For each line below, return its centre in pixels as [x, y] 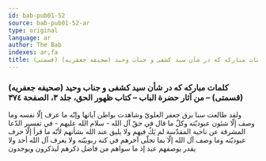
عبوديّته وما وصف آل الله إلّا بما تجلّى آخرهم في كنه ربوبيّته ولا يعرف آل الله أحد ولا [127, 140]
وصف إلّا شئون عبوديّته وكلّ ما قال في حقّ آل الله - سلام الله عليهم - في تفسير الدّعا [131, 123]
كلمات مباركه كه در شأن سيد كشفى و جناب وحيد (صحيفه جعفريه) [119, 87]
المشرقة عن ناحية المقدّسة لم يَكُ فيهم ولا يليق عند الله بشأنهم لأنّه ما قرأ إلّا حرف [127, 132]
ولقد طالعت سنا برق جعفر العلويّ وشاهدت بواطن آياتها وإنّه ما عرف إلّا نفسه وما [125, 115]
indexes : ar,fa [33, 52]
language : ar [30, 38]
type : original [33, 30]
